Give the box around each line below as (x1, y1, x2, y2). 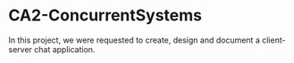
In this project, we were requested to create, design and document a (8, 35, 260, 45)
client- (261, 35, 286, 45)
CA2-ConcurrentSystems (8, 5, 203, 26)
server (8, 43, 33, 54)
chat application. (34, 43, 96, 54)
